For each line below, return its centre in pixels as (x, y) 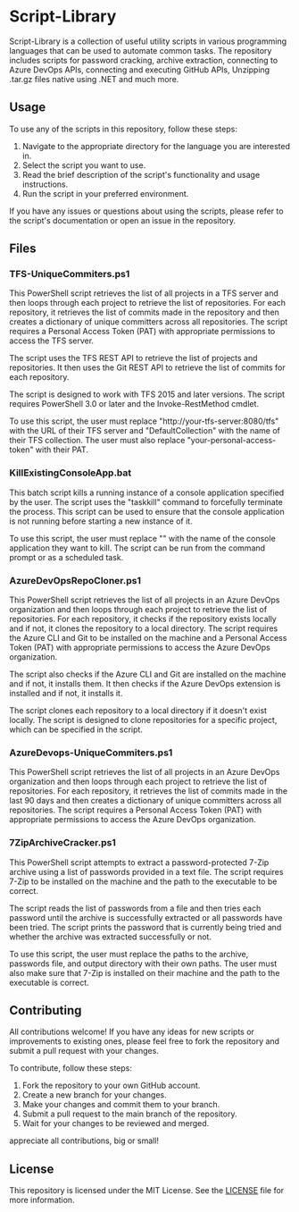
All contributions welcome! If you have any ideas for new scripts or (132, 1032)
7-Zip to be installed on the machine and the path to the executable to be (143, 881)
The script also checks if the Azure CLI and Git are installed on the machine (148, 674)
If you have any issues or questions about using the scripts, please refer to (146, 211)
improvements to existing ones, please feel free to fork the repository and (144, 1041)
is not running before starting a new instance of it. (101, 521)
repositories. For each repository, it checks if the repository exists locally (143, 619)
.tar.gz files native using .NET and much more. (94, 79)
